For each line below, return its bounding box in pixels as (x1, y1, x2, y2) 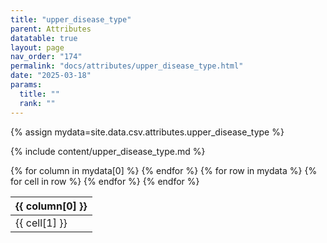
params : (10, 80, 43, 90)
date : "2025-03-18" (10, 71, 92, 81)
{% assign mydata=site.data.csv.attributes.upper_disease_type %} (10, 126, 285, 138)
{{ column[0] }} (15, 199, 88, 213)
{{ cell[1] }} (15, 216, 68, 230)
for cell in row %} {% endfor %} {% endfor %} (10, 175, 200, 187)
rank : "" (19, 98, 56, 108)
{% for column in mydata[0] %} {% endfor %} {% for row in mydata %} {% (10, 164, 318, 176)
